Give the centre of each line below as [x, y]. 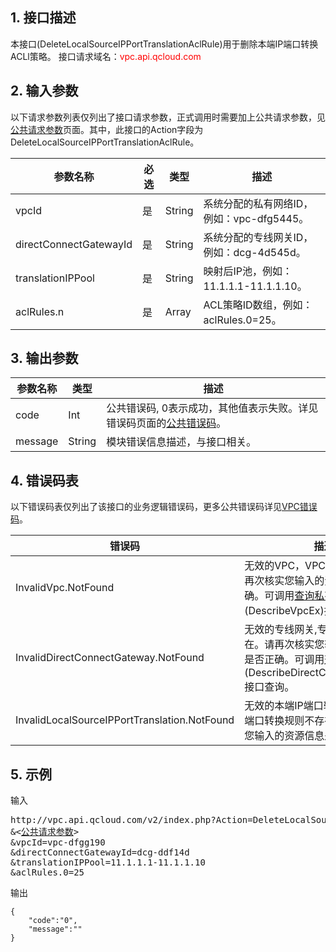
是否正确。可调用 [284, 660]
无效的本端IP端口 [284, 706]
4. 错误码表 [44, 480]
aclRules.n [40, 311]
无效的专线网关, [281, 630]
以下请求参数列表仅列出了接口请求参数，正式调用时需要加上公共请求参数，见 [168, 117]
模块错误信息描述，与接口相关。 [181, 442]
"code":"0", [53, 921]
